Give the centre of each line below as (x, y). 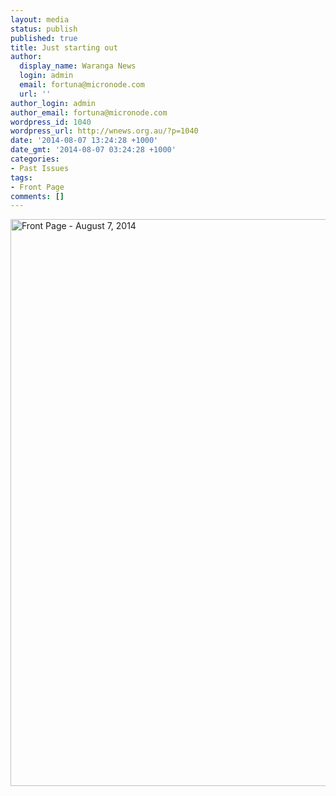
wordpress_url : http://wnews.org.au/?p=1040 (104, 131)
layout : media (40, 19)
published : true (44, 38)
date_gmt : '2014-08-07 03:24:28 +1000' (93, 150)
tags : (21, 177)
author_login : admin (53, 103)
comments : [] (37, 196)
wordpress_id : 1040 (51, 122)
